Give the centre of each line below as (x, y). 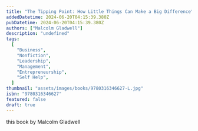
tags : (13, 39)
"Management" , (34, 66)
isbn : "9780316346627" (34, 94)
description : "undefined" (38, 34)
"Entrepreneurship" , (42, 72)
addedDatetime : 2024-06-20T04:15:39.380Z (58, 17)
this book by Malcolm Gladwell (43, 122)
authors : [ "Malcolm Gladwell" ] (44, 28)
